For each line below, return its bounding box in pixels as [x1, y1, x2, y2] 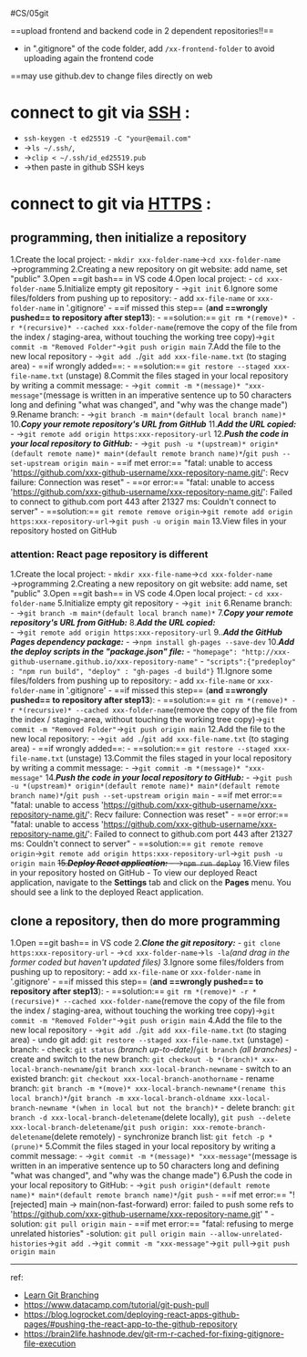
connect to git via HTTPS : [10, 193, 212, 214]
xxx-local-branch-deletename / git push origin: [10, 1122, 189, 1133]
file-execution [23, 1338, 77, 1349]
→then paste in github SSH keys [23, 161, 145, 172]
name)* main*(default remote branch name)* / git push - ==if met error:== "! [10, 1189, 295, 1200]
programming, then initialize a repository [10, 230, 247, 245]
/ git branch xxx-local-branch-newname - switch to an [91, 1063, 292, 1074]
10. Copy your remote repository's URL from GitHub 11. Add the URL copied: [10, 419, 297, 430]
